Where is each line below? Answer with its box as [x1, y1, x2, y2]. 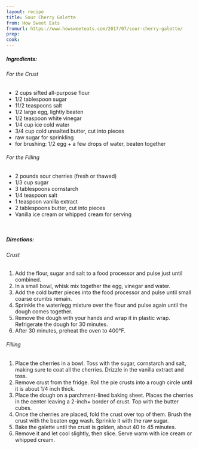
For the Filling [6, 154, 40, 161]
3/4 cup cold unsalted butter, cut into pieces [14, 127, 124, 134]
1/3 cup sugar [14, 178, 49, 186]
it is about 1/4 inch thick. [14, 385, 75, 392]
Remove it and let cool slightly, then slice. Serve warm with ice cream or [14, 430, 192, 437]
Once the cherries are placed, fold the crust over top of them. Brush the [14, 411, 192, 418]
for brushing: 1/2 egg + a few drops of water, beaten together [14, 140, 166, 147]
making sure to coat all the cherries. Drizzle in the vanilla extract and [14, 366, 184, 373]
